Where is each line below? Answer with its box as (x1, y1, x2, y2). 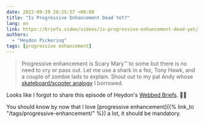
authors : (6, 32, 29, 38)
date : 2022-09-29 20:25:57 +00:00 (6, 9, 95, 15)
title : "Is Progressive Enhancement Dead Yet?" (6, 15, 130, 21)
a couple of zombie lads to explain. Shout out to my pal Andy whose (21, 73, 194, 80)
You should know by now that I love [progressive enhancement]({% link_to (6, 103, 194, 110)
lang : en (6, 20, 29, 26)
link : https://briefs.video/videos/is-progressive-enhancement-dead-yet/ (6, 26, 199, 32)
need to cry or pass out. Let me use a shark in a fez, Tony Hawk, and (21, 66, 195, 73)
